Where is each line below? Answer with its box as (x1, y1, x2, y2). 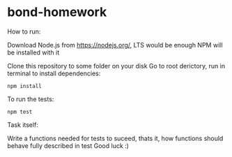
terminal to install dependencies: (7, 69, 101, 77)
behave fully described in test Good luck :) (7, 141, 129, 150)
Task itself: (7, 120, 38, 129)
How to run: (7, 27, 41, 36)
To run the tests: (7, 95, 54, 103)
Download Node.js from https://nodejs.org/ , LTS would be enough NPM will (7, 40, 223, 49)
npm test (7, 108, 33, 115)
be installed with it (7, 48, 60, 57)
